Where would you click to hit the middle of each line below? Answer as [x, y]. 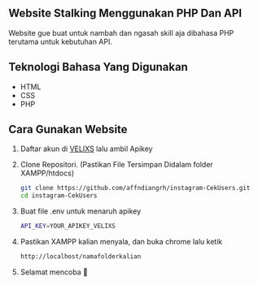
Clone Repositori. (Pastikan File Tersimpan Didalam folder [116, 165]
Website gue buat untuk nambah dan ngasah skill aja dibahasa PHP [121, 32]
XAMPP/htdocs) [47, 173]
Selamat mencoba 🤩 [54, 272]
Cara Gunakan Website [68, 130]
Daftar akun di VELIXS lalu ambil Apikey [86, 149]
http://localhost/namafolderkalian [81, 257]
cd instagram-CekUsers [59, 196]
